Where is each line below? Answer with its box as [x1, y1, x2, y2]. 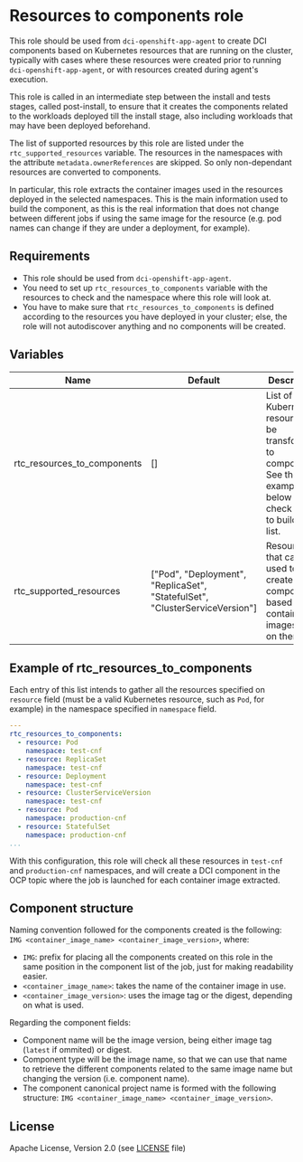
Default [188, 373, 221, 386]
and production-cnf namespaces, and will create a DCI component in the [9, 864, 281, 875]
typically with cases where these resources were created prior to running [9, 54, 282, 65]
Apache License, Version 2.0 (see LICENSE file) [9, 1143, 187, 1154]
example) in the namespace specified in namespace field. [9, 704, 217, 714]
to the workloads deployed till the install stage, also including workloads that [9, 110, 293, 121]
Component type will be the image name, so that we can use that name [22, 1054, 288, 1065]
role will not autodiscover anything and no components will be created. [22, 320, 286, 331]
